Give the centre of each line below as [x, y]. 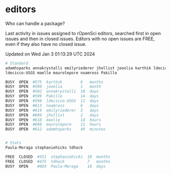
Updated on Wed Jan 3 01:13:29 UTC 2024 [50, 54]
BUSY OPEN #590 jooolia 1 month [53, 87]
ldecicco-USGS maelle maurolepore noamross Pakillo [61, 73]
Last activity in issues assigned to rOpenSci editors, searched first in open [83, 33]
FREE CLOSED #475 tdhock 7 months [58, 161]
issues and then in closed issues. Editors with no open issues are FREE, [80, 39]
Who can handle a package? [35, 23]
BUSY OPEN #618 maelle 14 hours [53, 120]
